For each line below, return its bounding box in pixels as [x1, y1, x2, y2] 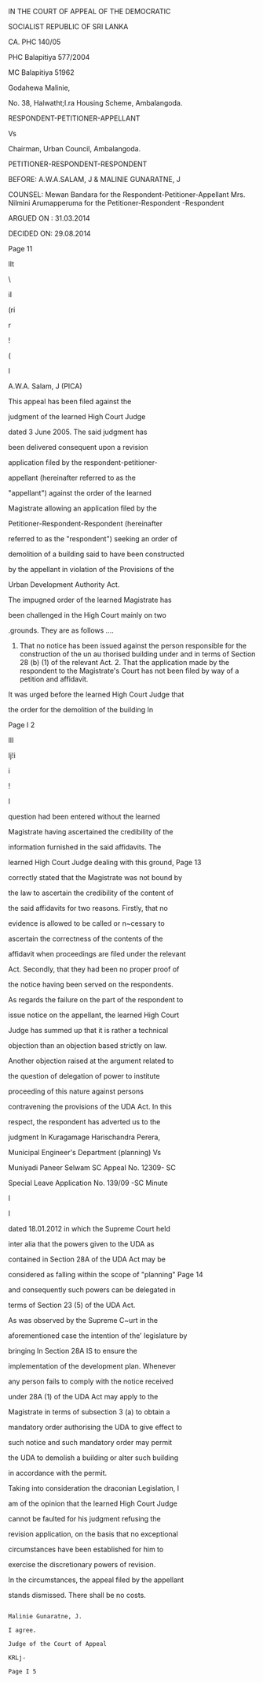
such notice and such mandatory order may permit [8, 1438, 173, 1447]
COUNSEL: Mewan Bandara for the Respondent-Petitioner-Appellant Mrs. [8, 190, 246, 199]
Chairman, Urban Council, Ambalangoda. [8, 144, 141, 153]
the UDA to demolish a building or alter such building [8, 1453, 179, 1462]
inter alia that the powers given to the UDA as [8, 1239, 155, 1248]
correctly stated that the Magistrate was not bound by [8, 873, 183, 882]
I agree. [8, 1626, 37, 1634]
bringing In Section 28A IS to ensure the [8, 1347, 137, 1355]
